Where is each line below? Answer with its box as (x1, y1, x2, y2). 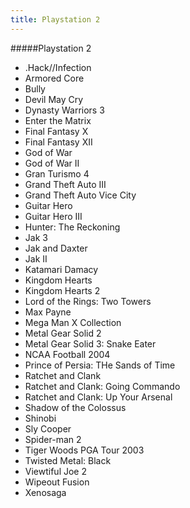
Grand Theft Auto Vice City (24, 189, 137, 201)
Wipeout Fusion (24, 476, 90, 488)
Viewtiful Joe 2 (24, 465, 87, 477)
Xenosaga (24, 486, 67, 498)
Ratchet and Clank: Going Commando (24, 380, 181, 392)
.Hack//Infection (24, 61, 92, 73)
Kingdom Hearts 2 (24, 284, 101, 296)
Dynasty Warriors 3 (24, 104, 105, 116)
